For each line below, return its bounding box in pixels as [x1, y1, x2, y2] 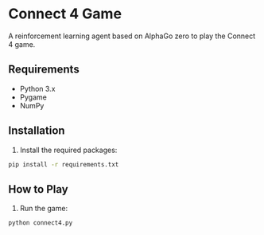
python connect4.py [8, 219, 73, 227]
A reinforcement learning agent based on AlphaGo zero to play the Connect [8, 31, 256, 41]
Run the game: [19, 204, 68, 213]
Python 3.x [19, 84, 56, 93]
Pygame [19, 92, 48, 102]
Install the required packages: [19, 145, 118, 155]
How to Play [8, 182, 69, 196]
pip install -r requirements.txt [8, 160, 119, 168]
